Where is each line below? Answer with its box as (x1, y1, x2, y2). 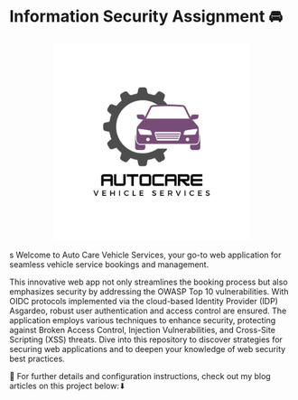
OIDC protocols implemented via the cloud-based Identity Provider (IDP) (9, 295, 278, 306)
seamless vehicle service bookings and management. (9, 258, 210, 270)
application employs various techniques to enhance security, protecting (9, 314, 276, 325)
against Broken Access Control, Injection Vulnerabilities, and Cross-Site (9, 324, 275, 335)
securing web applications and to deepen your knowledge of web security (9, 343, 286, 354)
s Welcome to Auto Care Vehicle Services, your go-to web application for (9, 249, 282, 260)
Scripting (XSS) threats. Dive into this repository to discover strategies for (9, 334, 283, 345)
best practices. (9, 353, 65, 364)
